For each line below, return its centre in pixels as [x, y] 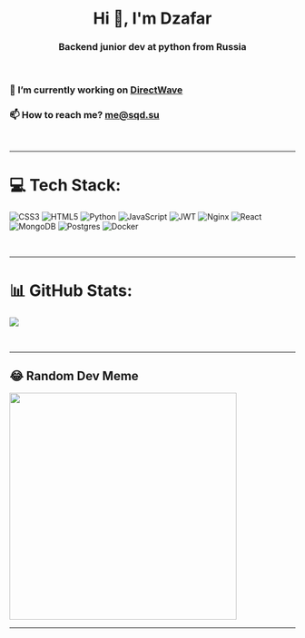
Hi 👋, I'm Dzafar [152, 19]
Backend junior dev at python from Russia [152, 47]
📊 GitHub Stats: [71, 290]
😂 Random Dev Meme [74, 376]
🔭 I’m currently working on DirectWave [96, 90]
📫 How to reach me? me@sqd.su [85, 115]
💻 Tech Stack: [65, 185]
